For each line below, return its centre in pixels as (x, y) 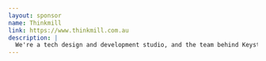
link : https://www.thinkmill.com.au (68, 30)
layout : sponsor (35, 15)
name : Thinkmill (35, 23)
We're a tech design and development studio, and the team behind (127, 45)
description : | (33, 38)
